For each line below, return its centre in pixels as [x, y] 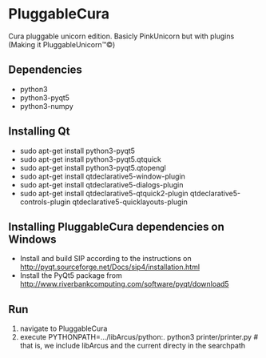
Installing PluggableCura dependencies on [117, 226]
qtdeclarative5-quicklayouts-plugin [130, 202]
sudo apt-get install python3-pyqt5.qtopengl [93, 167]
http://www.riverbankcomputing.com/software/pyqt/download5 [124, 284]
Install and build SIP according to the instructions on [105, 259]
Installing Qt [39, 132]
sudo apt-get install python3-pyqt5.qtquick [91, 159]
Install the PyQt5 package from [71, 276]
